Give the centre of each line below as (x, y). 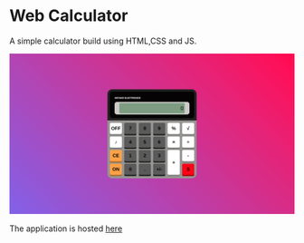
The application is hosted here (66, 228)
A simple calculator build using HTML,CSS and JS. (103, 41)
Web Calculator (69, 16)
